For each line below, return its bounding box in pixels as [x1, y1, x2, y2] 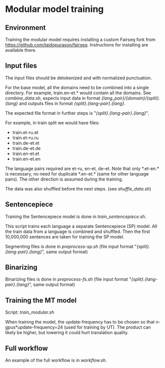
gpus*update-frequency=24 [5, 324, 63, 330]
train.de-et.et [12, 140, 40, 146]
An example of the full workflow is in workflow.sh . [5, 358, 107, 364]
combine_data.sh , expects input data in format [5, 95, 101, 101]
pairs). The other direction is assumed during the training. [5, 176, 123, 182]
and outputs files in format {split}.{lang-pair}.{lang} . [19, 100, 126, 106]
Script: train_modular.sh [5, 309, 55, 315]
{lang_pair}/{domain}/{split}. [101, 95, 161, 101]
